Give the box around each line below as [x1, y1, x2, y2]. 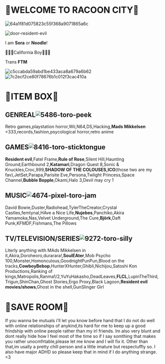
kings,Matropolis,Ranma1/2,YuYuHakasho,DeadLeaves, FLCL [5, 273, 127, 280]
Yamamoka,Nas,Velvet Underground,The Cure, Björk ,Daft [5, 215, 121, 221]
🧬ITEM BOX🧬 [5, 91, 59, 102]
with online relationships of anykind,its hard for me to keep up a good [5, 323, 146, 329]
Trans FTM [5, 59, 28, 65]
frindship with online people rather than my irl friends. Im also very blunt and [5, 328, 161, 334]
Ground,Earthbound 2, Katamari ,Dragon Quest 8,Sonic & [5, 161, 120, 167]
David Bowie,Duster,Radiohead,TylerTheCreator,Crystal [5, 204, 117, 210]
